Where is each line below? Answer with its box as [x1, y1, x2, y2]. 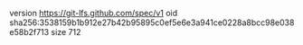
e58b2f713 [9, 27, 50, 37]
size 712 [51, 27, 81, 37]
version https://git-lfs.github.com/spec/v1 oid [9, 8, 178, 18]
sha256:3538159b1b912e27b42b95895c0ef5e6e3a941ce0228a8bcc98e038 [9, 17, 295, 28]
